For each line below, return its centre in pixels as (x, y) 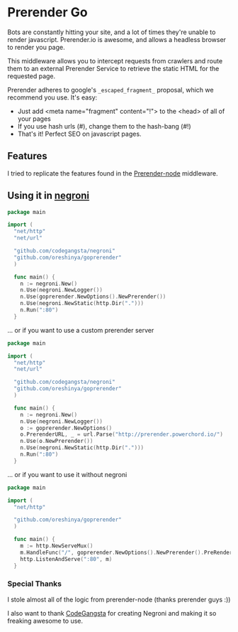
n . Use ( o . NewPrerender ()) (57, 441)
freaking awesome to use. (45, 621)
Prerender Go (47, 12)
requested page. (32, 76)
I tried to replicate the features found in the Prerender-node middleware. (113, 173)
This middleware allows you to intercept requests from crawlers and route (115, 60)
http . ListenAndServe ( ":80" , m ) (66, 559)
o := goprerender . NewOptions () (66, 428)
